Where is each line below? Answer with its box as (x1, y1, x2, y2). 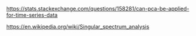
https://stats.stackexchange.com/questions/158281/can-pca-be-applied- (6, 5, 190, 12)
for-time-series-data (6, 11, 58, 19)
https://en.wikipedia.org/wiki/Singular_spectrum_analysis (6, 23, 150, 30)
